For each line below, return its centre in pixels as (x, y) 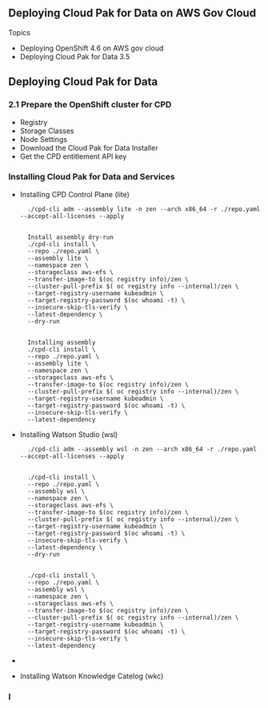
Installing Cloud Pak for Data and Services (92, 177)
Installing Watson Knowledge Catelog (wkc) (92, 676)
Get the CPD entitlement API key (73, 156)
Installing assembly (62, 342)
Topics (19, 32)
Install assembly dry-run (70, 237)
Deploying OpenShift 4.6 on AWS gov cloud (92, 48)
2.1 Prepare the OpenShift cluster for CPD (90, 105)
